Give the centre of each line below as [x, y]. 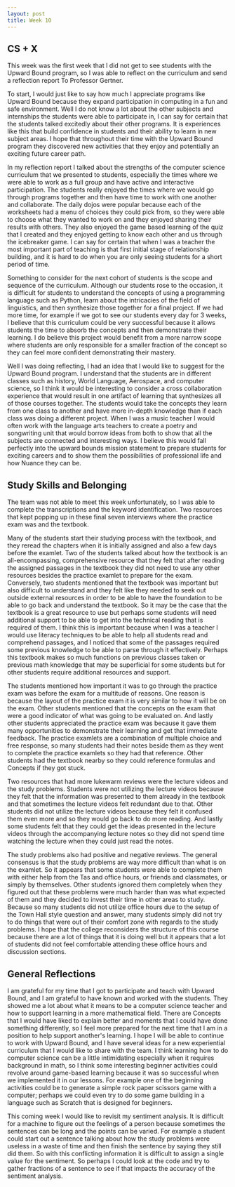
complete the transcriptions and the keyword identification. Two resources [115, 510]
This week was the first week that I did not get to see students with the [109, 66]
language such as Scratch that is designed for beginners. [90, 1102]
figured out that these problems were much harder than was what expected [116, 892]
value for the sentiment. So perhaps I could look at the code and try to [109, 1161]
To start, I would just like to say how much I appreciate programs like [106, 94]
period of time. [29, 265]
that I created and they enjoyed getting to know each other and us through [115, 234]
